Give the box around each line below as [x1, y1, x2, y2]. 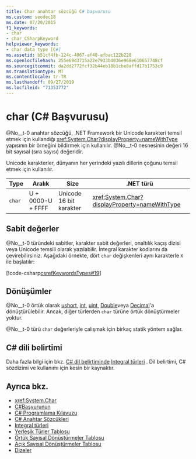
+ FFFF [29, 204, 48, 212]
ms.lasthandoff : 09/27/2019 [6, 80, 75, 85]
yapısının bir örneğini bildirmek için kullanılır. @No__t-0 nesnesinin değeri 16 [6, 142, 188, 149]
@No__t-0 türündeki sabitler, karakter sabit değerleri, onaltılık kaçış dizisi [6, 239, 181, 246]
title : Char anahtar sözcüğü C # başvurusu [6, 8, 111, 15]
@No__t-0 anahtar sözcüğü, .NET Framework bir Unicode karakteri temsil [6, 129, 182, 136]
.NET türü [126, 179, 153, 187]
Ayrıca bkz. [6, 381, 48, 391]
